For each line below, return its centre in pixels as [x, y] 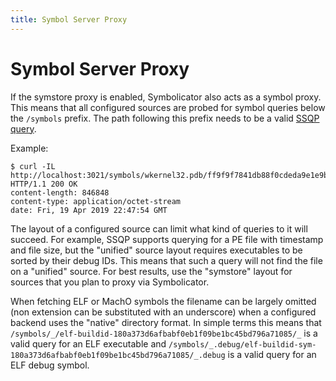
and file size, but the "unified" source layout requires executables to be [156, 250]
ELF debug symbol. [50, 365]
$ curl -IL [33, 166]
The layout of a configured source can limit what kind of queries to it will [159, 228]
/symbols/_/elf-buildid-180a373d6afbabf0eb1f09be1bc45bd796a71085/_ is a [164, 333]
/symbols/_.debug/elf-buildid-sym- [242, 344]
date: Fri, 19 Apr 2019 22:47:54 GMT [89, 210]
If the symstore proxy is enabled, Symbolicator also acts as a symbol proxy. [166, 97]
